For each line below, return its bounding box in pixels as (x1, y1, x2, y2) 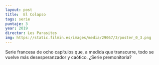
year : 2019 (5, 26, 28, 31)
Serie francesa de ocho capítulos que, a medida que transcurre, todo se (5, 48, 154, 55)
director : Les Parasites (5, 30, 57, 35)
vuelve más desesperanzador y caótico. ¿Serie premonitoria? (5, 54, 132, 60)
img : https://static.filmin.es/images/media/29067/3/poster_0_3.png (5, 35, 151, 40)
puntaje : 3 (5, 21, 28, 26)
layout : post (5, 7, 33, 12)
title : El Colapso (5, 12, 46, 17)
